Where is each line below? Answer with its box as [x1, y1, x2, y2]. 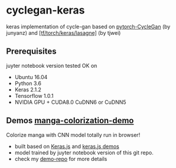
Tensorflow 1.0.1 [14, 92, 54, 99]
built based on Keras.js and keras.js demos [14, 143, 119, 150]
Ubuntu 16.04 [14, 73, 48, 80]
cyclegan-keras [6, 4, 85, 17]
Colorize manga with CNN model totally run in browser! [6, 131, 141, 139]
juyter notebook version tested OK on [6, 62, 97, 69]
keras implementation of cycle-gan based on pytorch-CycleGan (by [6, 23, 171, 30]
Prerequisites [6, 47, 57, 57]
